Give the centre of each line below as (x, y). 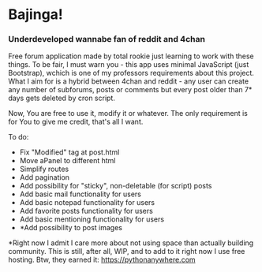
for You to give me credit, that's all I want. (76, 122)
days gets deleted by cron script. (62, 98)
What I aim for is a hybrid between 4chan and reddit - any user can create (129, 81)
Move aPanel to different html (67, 161)
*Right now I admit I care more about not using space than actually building (131, 243)
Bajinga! (36, 15)
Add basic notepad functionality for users (87, 203)
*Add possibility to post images (71, 228)
